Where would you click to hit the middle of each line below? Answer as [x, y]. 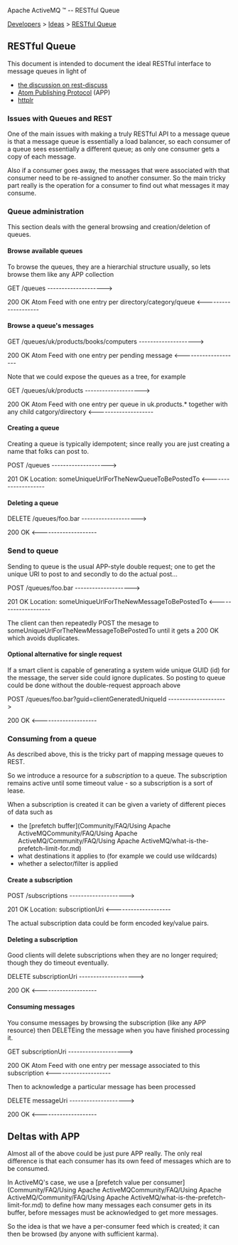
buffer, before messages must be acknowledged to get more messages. [113, 1213]
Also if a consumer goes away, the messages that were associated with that [118, 171]
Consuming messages [41, 1007]
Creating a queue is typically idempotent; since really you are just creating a [119, 444]
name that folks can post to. [48, 452]
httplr [26, 100]
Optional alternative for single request [65, 655]
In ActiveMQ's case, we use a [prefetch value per [80, 1182]
